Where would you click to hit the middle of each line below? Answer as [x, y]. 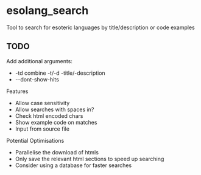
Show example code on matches [56, 122]
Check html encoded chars [49, 115]
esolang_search [48, 11]
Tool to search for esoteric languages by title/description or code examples [100, 27]
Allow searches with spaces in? [55, 109]
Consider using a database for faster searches [73, 165]
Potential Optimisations [35, 140]
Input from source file [42, 129]
